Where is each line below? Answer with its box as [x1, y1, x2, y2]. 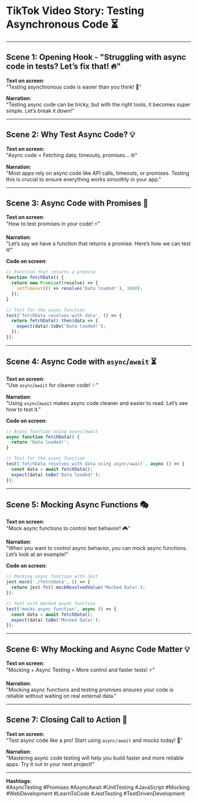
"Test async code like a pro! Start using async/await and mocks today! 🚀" [6, 737, 183, 744]
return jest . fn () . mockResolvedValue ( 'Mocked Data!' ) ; [11, 585, 145, 591]
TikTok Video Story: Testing [6, 4, 145, 18]
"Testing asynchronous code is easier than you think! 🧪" [6, 83, 142, 90]
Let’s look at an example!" [6, 551, 69, 558]
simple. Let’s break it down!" [6, 107, 74, 114]
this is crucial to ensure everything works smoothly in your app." [6, 176, 161, 183]
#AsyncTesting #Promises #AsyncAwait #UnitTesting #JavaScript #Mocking [6, 784, 190, 791]
